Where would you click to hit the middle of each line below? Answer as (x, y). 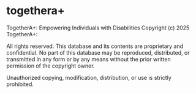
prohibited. (20, 84)
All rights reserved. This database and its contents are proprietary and (95, 46)
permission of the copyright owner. (51, 66)
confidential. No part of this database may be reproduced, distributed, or (98, 52)
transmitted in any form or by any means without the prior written (89, 59)
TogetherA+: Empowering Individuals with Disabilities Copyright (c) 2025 (98, 28)
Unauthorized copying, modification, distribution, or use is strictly (89, 77)
